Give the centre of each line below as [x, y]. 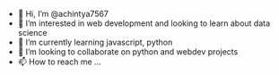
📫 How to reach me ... [59, 62]
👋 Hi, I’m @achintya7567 [63, 14]
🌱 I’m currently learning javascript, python [95, 42]
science [32, 33]
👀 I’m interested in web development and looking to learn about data [144, 23]
